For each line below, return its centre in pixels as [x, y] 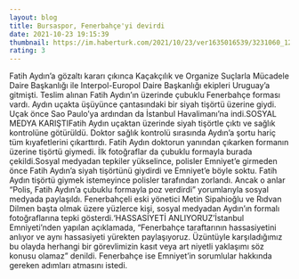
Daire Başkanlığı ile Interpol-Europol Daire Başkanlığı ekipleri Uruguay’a [140, 86]
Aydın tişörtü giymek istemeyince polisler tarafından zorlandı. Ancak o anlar [148, 180]
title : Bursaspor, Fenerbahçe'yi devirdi [87, 26]
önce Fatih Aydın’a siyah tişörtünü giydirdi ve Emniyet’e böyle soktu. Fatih [143, 171]
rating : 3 [28, 51]
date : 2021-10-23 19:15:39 [59, 34]
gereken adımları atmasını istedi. [69, 266]
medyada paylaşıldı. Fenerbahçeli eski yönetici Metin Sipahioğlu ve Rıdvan [145, 199]
